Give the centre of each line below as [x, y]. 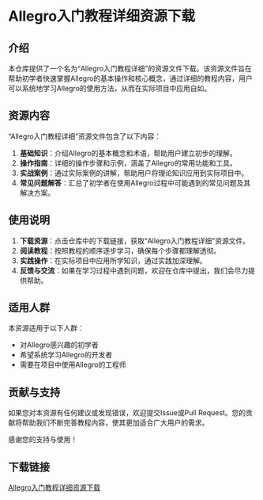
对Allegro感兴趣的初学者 [59, 345]
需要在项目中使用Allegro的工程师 [73, 365]
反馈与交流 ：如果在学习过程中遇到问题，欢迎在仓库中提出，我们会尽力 [134, 270]
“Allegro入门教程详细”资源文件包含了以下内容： [85, 136]
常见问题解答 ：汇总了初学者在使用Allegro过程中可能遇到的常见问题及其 [135, 182]
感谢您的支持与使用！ [43, 440]
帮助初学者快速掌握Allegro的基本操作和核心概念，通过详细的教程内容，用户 [130, 78]
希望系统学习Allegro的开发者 [66, 355]
